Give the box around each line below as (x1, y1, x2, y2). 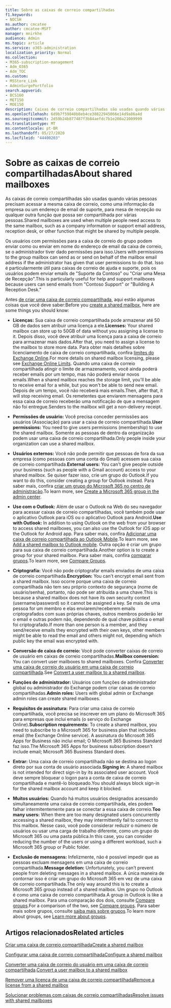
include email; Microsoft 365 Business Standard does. (12, 749, 126, 755)
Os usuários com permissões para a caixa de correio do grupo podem (5, 238, 153, 244)
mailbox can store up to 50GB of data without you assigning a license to (12, 328, 164, 334)
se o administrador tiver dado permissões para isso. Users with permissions (5, 249, 164, 255)
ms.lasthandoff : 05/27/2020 (5, 130, 65, 135)
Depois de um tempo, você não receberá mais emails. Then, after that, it (12, 387, 163, 394)
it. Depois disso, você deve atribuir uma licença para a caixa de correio (12, 333, 162, 340)
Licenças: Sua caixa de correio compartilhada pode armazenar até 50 (12, 317, 160, 323)
